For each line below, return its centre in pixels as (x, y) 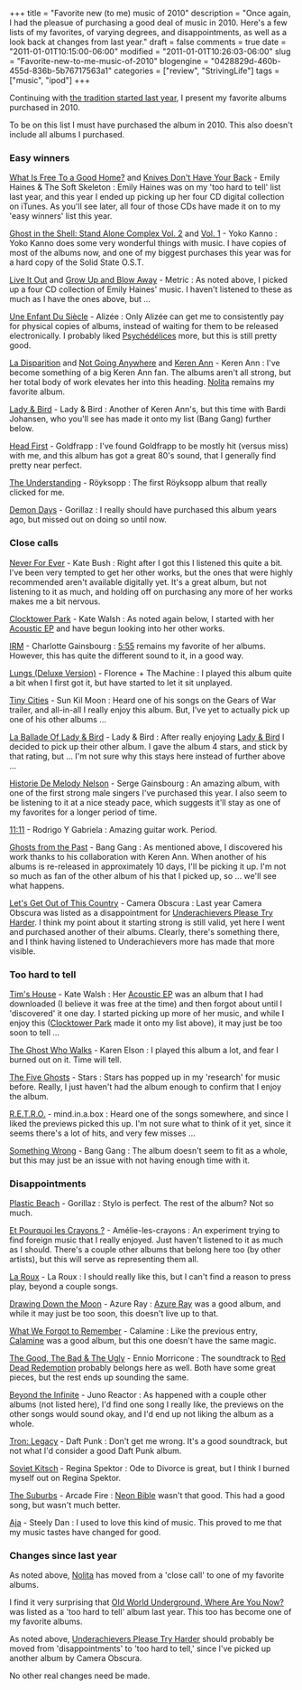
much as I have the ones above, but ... (80, 299)
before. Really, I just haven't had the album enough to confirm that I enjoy (146, 1086)
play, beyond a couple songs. (64, 1287)
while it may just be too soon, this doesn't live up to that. (114, 1314)
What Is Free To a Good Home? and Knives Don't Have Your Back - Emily (145, 178)
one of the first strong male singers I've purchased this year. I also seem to (148, 793)
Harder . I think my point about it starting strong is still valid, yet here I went (147, 922)
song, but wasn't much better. (65, 1506)
